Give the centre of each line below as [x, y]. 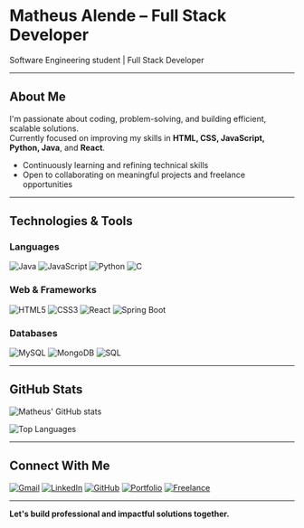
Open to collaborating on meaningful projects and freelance [134, 174]
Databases [33, 333]
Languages [35, 247]
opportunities [47, 184]
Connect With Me [60, 466]
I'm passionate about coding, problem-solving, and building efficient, [138, 118]
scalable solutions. [44, 128]
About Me [38, 97]
